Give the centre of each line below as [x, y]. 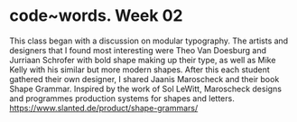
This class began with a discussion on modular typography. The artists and [149, 41]
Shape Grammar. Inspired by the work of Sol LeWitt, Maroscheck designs [146, 89]
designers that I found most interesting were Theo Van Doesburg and [138, 50]
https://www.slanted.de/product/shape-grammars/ [104, 108]
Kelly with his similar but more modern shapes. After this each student [140, 70]
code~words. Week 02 [96, 16]
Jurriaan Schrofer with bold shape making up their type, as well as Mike [143, 60]
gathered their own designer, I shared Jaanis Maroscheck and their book [144, 79]
